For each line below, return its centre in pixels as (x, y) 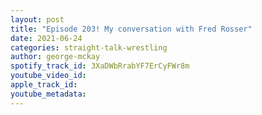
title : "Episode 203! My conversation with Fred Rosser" (131, 29)
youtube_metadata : (48, 94)
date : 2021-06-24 (46, 38)
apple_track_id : (44, 85)
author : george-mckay (55, 57)
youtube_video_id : (48, 76)
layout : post (37, 19)
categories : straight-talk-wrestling (89, 47)
